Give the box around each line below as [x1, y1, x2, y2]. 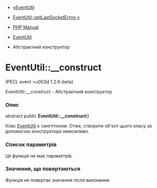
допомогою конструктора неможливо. [5, 128, 90, 134]
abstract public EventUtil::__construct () [5, 113, 90, 119]
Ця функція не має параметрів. [5, 153, 73, 159]
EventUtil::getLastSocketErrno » [12, 14, 80, 20]
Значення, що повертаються [5, 166, 81, 173]
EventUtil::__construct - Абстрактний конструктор [5, 88, 112, 95]
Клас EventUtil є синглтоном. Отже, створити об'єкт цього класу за [5, 123, 152, 129]
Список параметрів [5, 141, 57, 148]
